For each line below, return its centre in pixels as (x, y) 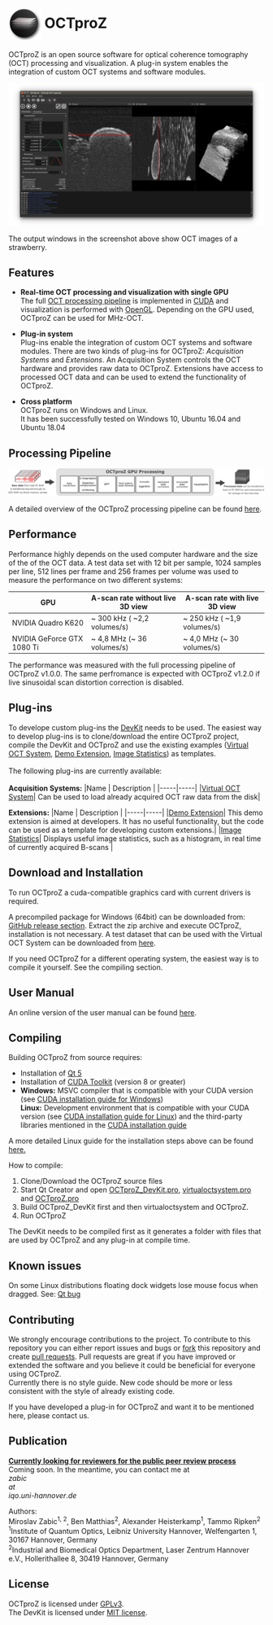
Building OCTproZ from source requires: (75, 1058)
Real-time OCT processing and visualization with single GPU (124, 292)
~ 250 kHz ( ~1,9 (212, 619)
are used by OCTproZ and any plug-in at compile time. (100, 1240)
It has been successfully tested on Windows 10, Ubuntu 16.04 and (130, 419)
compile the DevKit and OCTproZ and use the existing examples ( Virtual (129, 745)
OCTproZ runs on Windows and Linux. (84, 410)
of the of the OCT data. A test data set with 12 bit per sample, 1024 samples (135, 563)
